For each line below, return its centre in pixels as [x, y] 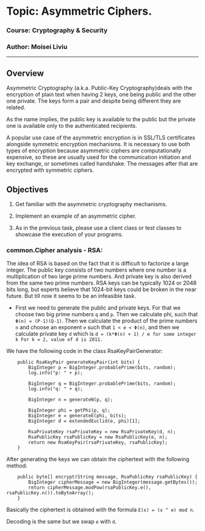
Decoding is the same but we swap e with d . [62, 522]
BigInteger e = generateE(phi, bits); [77, 416]
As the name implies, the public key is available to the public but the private [101, 119]
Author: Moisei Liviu [37, 47]
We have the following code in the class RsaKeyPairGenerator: [85, 351]
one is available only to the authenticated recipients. [72, 126]
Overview [25, 73]
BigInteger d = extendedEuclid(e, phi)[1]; [84, 421]
